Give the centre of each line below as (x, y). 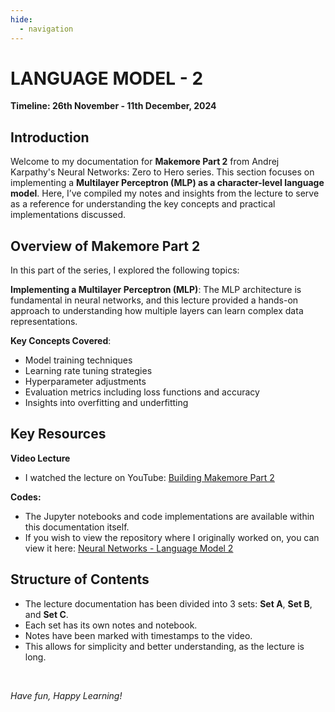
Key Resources (58, 434)
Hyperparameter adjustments (85, 382)
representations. (44, 322)
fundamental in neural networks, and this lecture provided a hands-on (154, 300)
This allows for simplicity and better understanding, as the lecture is (164, 646)
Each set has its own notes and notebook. (111, 625)
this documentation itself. (77, 527)
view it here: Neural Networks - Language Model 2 (129, 548)
